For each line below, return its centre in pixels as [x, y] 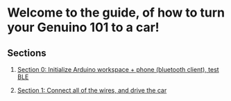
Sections [27, 53]
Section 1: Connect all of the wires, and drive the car [92, 90]
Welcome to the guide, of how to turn [116, 13]
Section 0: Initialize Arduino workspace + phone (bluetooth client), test [118, 70]
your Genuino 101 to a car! [83, 27]
